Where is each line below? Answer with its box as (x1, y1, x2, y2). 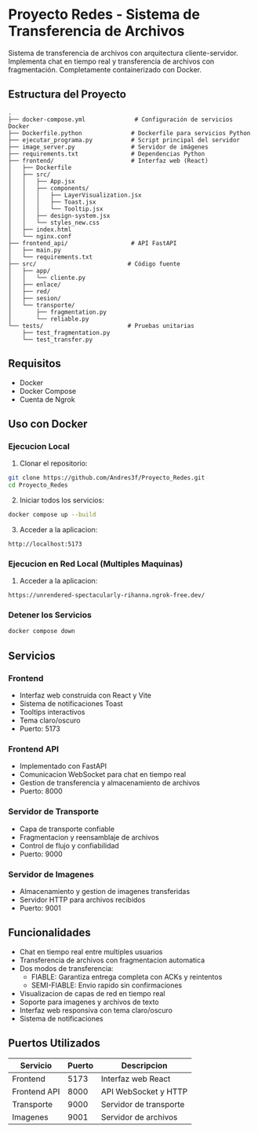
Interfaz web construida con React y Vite (19, 690, 151, 701)
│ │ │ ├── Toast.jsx (8, 198, 96, 206)
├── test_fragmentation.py (22, 329, 111, 337)
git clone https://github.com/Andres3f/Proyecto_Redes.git (8, 474, 205, 482)
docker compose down (8, 627, 76, 635)
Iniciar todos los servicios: (19, 495, 104, 505)
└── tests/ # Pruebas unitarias (8, 322, 194, 329)
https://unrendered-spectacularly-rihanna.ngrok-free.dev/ (8, 591, 205, 599)
